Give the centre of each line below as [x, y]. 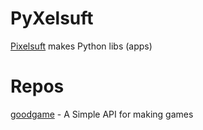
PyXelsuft [52, 18]
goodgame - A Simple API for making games [102, 114]
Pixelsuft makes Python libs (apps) [81, 46]
